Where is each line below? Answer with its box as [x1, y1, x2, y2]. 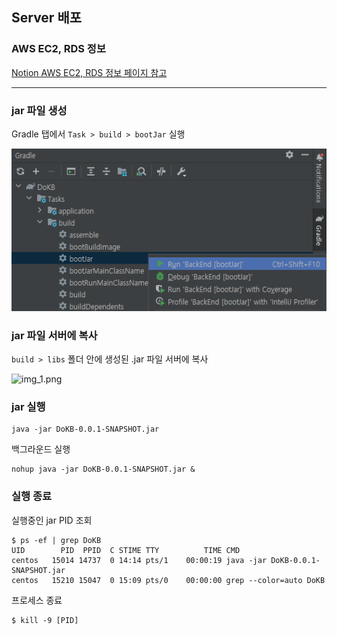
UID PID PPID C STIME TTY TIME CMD [11, 545, 241, 555]
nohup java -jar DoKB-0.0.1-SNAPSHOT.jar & [11, 464, 196, 475]
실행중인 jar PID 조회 [11, 514, 93, 526]
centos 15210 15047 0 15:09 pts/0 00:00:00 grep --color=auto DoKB [11, 575, 326, 585]
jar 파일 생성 [11, 103, 68, 117]
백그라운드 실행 [11, 443, 71, 455]
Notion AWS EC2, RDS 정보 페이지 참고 [11, 66, 168, 78]
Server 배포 [11, 9, 83, 27]
